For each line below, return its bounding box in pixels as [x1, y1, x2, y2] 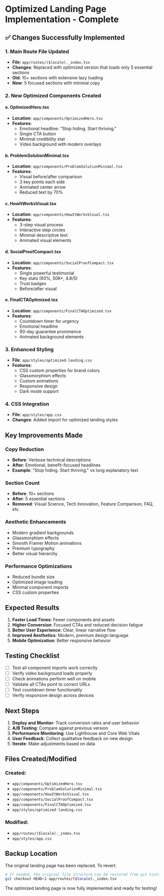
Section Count [5, 480, 40, 486]
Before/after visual [19, 286, 57, 291]
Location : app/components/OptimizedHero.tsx [12, 115, 103, 121]
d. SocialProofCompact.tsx [5, 249, 61, 254]
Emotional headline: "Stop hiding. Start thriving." [19, 126, 117, 131]
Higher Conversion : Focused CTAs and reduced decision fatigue [12, 622, 143, 628]
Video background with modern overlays [19, 141, 102, 147]
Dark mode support [19, 388, 59, 394]
